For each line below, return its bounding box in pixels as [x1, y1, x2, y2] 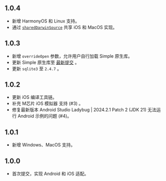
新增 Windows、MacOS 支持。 [11, 142, 75, 148]
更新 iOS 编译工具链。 [11, 94, 57, 100]
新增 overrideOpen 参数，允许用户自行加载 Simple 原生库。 [11, 53, 133, 59]
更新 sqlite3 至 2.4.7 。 [11, 65, 62, 72]
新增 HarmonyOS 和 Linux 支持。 [11, 18, 80, 24]
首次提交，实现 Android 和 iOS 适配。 [11, 170, 89, 177]
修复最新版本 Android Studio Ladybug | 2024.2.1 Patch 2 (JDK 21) [11, 107, 147, 113]
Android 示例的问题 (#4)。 [17, 113, 72, 119]
